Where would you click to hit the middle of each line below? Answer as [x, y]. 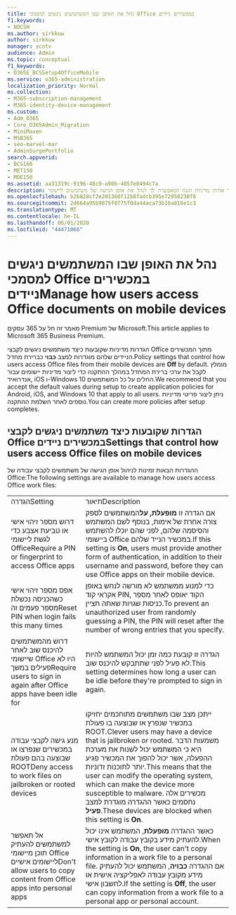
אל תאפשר [27, 836]
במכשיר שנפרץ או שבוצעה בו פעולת [139, 723]
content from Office [43, 879]
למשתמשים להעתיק [41, 844]
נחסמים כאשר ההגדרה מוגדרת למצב [140, 802]
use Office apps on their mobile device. [150, 575]
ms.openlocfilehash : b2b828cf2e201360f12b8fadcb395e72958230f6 [102, 197]
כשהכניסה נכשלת [37, 599]
